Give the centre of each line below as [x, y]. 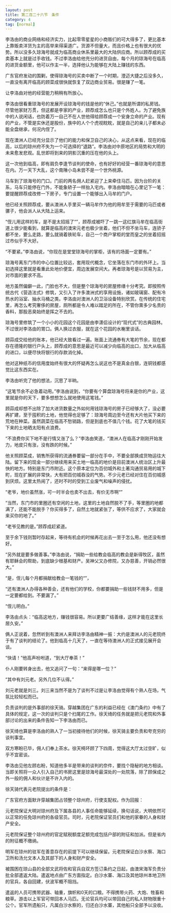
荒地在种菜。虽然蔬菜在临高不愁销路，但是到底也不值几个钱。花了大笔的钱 [83, 421]
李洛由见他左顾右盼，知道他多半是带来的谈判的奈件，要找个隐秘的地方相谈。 [85, 766]
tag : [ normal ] [20, 24]
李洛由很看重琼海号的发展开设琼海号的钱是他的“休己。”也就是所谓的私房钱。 [84, 104]
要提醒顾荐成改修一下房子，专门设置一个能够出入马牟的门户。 [70, 194]
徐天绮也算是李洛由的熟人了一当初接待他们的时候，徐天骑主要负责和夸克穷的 [85, 731]
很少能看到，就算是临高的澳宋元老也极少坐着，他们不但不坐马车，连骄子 [90, 228]
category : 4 [18, 19]
